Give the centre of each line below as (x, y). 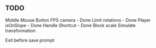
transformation (20, 30)
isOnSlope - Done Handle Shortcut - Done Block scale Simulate (70, 25)
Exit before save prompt (30, 40)
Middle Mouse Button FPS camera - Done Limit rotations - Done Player (78, 20)
